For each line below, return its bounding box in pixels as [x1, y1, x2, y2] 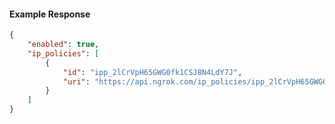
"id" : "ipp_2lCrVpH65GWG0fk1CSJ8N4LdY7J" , [62, 67, 243, 77]
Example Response [9, 8, 91, 20]
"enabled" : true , [27, 40, 100, 50]
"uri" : [62, 76, 91, 87]
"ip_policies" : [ [27, 48, 100, 59]
